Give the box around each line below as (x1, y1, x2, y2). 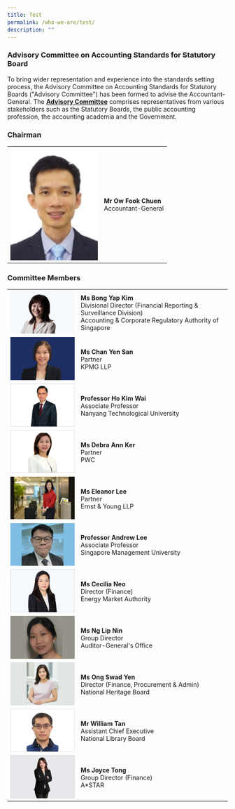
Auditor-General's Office (80, 641, 152, 650)
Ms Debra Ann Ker (80, 440, 136, 449)
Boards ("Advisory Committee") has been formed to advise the (7, 90, 188, 98)
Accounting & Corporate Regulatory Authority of (80, 316, 219, 324)
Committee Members (7, 273, 81, 283)
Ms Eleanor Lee (80, 487, 127, 495)
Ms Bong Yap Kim (80, 294, 134, 302)
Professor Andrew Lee (80, 534, 148, 542)
